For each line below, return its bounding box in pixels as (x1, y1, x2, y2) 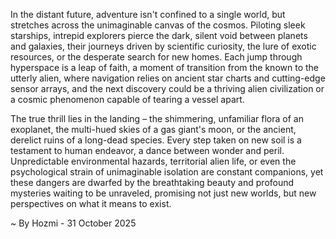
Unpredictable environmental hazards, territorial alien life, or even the (10, 155, 297, 167)
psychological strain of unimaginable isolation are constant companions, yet (10, 166, 324, 178)
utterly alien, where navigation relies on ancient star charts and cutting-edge (10, 72, 326, 84)
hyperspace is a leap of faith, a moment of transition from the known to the (10, 62, 319, 73)
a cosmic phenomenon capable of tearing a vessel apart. (10, 94, 245, 105)
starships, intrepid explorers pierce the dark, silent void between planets (10, 30, 308, 41)
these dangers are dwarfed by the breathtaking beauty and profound (10, 177, 295, 188)
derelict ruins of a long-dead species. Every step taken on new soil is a (10, 134, 302, 146)
